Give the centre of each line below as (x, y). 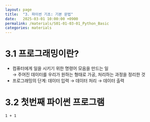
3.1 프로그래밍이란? (42, 54)
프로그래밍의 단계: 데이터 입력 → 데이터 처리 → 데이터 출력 (68, 81)
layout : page (19, 10)
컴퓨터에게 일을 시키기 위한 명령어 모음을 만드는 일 (60, 68)
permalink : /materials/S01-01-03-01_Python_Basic (57, 23)
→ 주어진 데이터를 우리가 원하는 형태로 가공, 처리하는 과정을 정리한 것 (79, 75)
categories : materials (28, 28)
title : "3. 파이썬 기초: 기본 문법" (39, 14)
